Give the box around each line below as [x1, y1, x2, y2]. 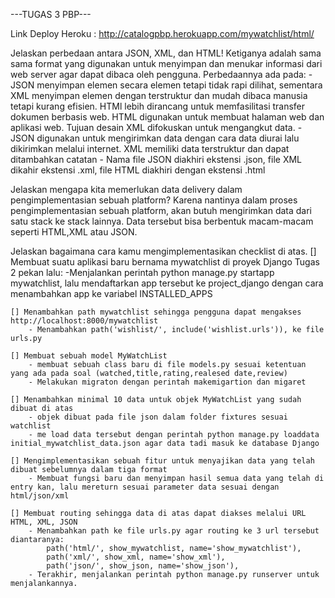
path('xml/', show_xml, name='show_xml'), [46, 552, 226, 562]
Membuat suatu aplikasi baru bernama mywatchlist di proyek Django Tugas [10, 256, 320, 268]
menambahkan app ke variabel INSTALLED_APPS [10, 288, 213, 299]
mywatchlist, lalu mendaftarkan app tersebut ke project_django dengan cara [10, 277, 324, 289]
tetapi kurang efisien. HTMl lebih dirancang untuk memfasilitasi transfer [10, 100, 306, 112]
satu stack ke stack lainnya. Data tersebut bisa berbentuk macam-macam [10, 215, 314, 227]
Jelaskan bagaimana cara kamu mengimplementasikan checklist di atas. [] [10, 245, 317, 257]
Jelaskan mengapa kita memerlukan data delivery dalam [10, 184, 243, 195]
